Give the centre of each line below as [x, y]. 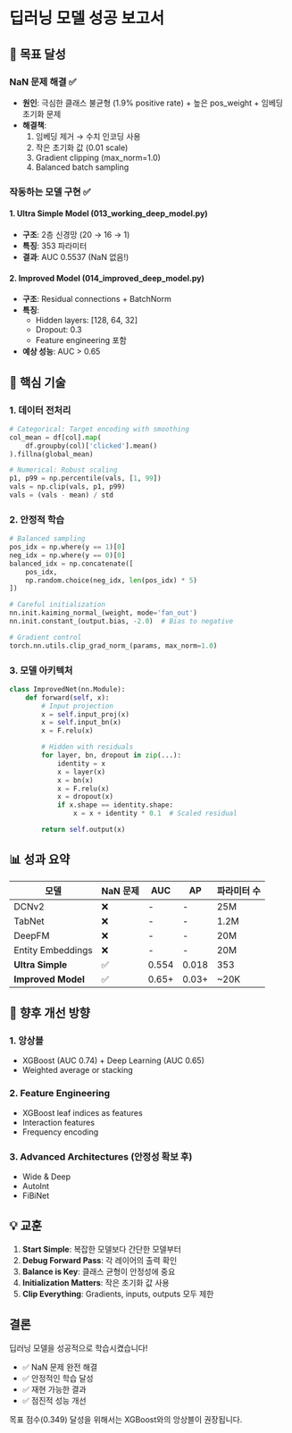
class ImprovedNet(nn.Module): [67, 689]
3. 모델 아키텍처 [41, 670]
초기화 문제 [42, 113]
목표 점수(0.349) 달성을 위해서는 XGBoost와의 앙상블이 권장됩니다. [126, 1419]
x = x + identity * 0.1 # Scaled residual [155, 814]
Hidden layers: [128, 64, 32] [87, 320]
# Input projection [78, 706]
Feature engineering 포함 [81, 340]
